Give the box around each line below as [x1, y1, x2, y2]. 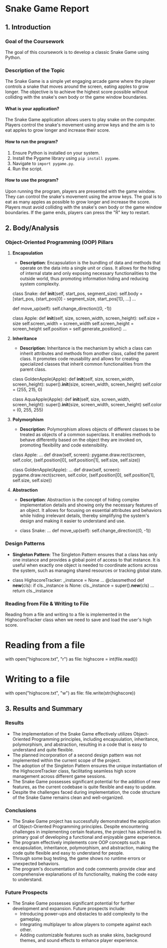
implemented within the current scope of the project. [12, 757, 121, 763]
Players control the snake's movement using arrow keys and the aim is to [5, 122, 155, 128]
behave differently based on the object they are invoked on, [19, 437, 143, 443]
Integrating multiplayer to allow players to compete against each [19, 922, 152, 928]
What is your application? [5, 105, 60, 111]
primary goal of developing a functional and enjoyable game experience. [12, 834, 162, 840]
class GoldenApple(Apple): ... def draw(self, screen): [12, 467, 121, 473]
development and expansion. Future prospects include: [12, 906, 126, 912]
